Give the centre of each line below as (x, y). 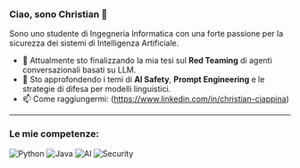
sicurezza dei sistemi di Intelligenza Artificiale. (94, 43)
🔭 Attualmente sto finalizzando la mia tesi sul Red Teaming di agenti (147, 61)
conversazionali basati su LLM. (79, 70)
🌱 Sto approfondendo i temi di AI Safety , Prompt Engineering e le (143, 80)
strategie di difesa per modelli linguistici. (96, 89)
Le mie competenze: (54, 134)
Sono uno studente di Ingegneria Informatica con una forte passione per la (146, 34)
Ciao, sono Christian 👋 (58, 14)
